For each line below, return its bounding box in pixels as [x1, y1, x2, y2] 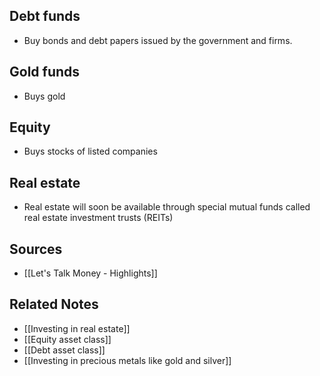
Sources [9, 240, 63, 258]
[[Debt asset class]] [23, 344, 106, 356]
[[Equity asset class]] [23, 333, 112, 345]
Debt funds [9, 8, 81, 25]
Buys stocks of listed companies [23, 145, 158, 158]
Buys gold [23, 90, 66, 102]
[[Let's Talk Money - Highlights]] [23, 267, 158, 279]
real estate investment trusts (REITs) [23, 212, 174, 224]
